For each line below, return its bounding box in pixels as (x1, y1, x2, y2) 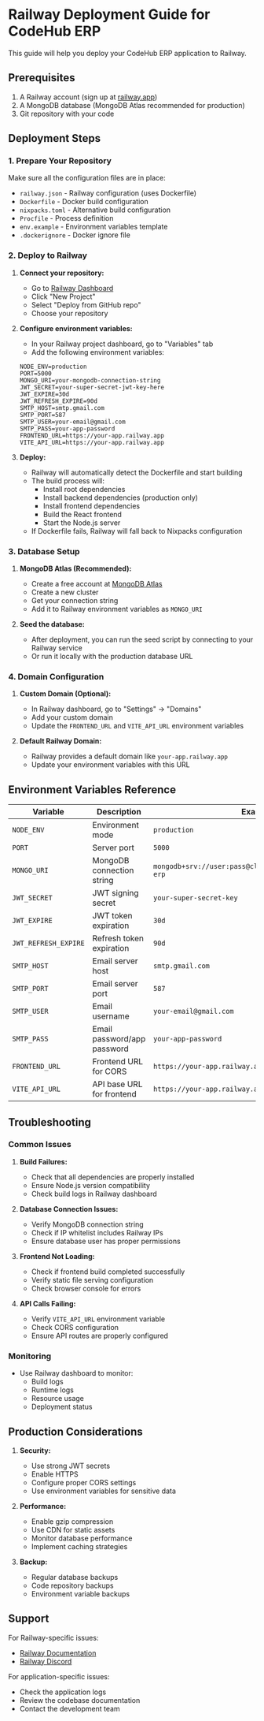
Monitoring (8, 1350, 52, 1362)
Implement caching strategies (31, 1541, 128, 1551)
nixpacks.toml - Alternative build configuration (19, 205, 171, 214)
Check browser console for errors (31, 1283, 141, 1293)
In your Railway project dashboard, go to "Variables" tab (31, 339, 214, 348)
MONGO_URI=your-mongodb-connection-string (19, 376, 161, 384)
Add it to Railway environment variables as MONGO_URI (31, 605, 203, 614)
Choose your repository (31, 308, 108, 318)
